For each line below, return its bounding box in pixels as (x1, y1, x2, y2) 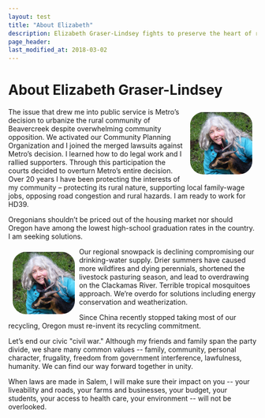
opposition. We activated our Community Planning (8, 133, 171, 142)
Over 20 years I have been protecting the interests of (8, 175, 181, 184)
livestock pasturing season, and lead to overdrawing (78, 273, 249, 282)
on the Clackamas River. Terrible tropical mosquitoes (78, 281, 251, 290)
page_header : (8, 38, 51, 46)
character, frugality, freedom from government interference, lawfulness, (8, 353, 242, 363)
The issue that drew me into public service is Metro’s (8, 107, 180, 117)
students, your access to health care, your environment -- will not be (8, 394, 232, 403)
